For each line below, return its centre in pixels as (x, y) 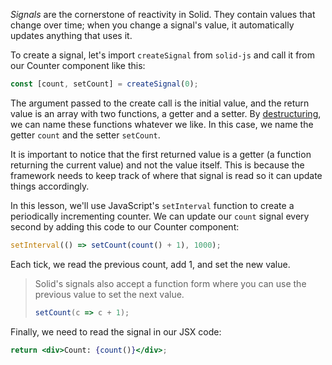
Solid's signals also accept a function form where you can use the (170, 283)
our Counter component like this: (78, 65)
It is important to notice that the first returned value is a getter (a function (161, 154)
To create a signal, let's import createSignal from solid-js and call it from (163, 55)
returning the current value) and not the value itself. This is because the (157, 165)
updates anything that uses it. (71, 35)
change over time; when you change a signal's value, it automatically (152, 25)
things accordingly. (50, 186)
